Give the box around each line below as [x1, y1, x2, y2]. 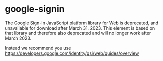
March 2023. [5, 35, 32, 41]
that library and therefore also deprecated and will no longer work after [5, 30, 151, 36]
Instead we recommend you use [5, 45, 71, 51]
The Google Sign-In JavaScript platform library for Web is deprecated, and [5, 20, 159, 26]
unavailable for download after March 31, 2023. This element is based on [5, 25, 155, 30]
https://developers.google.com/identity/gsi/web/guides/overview [5, 50, 139, 56]
